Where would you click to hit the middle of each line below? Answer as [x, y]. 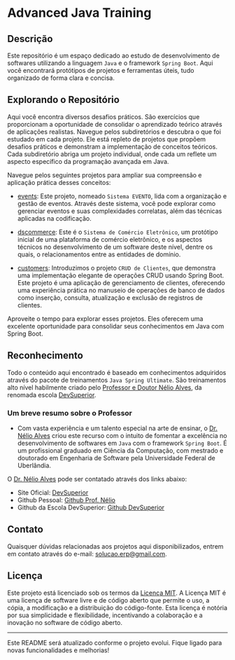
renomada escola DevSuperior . [52, 394]
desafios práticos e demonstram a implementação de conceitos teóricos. [113, 146]
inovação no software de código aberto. [65, 622]
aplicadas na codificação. [55, 218]
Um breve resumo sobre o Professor [70, 413]
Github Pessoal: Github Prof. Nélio [66, 500]
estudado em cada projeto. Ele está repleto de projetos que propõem [107, 139]
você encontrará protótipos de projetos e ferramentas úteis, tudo [101, 70]
